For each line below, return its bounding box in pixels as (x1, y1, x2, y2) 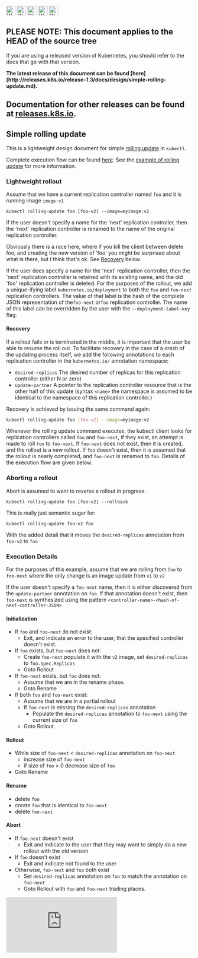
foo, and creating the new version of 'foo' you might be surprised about (6, 249, 180, 256)
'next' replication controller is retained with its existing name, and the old (6, 274, 183, 281)
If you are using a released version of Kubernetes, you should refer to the (6, 52, 184, 59)
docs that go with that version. (6, 58, 80, 65)
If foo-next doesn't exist (14, 835, 74, 842)
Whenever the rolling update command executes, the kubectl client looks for (6, 427, 192, 434)
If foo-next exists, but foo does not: (14, 672, 102, 680)
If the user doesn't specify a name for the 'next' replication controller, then (6, 219, 187, 226)
